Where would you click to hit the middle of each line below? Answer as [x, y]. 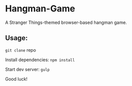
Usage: [17, 38]
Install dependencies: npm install [40, 60]
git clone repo [21, 50]
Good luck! [16, 79]
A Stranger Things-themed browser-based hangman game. [66, 22]
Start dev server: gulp [27, 69]
